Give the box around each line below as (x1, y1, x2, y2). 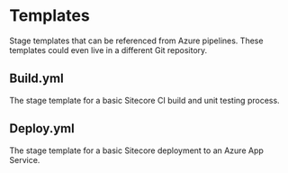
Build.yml (9, 71, 65, 86)
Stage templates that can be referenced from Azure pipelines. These (9, 35, 264, 46)
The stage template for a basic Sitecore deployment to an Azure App (9, 145, 264, 156)
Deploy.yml (9, 121, 75, 136)
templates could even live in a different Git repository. (9, 44, 208, 55)
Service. (9, 154, 40, 165)
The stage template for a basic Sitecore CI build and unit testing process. (9, 95, 281, 105)
